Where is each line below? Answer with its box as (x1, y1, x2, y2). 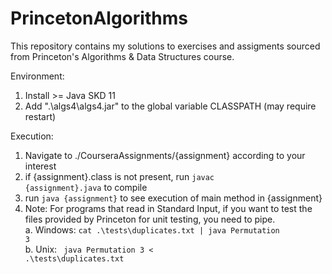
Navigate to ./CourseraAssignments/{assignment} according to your (24, 149, 306, 161)
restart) (24, 110, 57, 122)
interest (24, 160, 57, 172)
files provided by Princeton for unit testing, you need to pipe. (24, 213, 276, 225)
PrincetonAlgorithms (10, 7, 188, 30)
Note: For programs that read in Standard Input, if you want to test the (24, 202, 313, 214)
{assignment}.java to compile (24, 181, 148, 193)
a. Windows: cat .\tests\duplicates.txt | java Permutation (24, 223, 280, 236)
